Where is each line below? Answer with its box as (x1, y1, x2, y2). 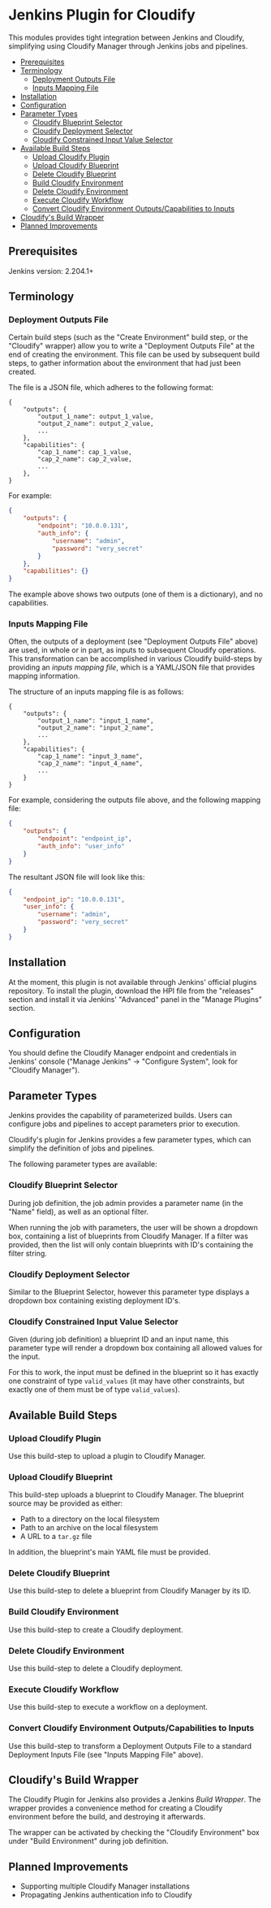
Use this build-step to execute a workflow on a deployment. (8, 1702, 209, 1712)
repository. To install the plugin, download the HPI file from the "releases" (8, 986, 254, 995)
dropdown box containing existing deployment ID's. (8, 1295, 181, 1305)
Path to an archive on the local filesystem (19, 1523, 158, 1533)
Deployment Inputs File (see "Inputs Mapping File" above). (8, 1750, 204, 1759)
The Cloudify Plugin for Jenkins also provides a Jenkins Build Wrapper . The (8, 1794, 261, 1805)
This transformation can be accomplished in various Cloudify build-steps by (8, 654, 262, 664)
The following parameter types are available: (8, 1160, 157, 1169)
